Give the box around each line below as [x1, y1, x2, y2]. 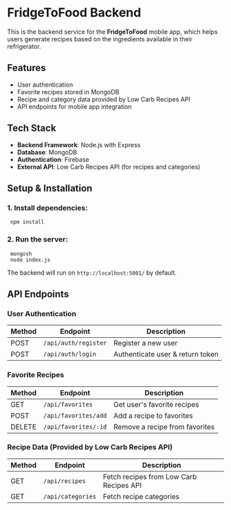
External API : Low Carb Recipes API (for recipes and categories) [16, 162, 201, 171]
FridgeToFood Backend [7, 5, 142, 21]
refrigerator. [7, 42, 41, 50]
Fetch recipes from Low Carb [102, 471, 197, 481]
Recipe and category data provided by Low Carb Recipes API [16, 95, 190, 103]
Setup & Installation [7, 182, 93, 194]
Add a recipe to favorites [113, 411, 193, 421]
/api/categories [43, 492, 96, 500]
